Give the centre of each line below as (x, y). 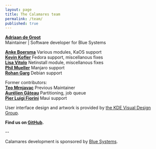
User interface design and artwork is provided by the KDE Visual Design (78, 108)
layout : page (18, 10)
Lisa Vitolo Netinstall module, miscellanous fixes (54, 62)
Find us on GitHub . (25, 122)
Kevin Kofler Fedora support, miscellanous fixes (54, 58)
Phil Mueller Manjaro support (35, 68)
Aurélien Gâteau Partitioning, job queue (46, 93)
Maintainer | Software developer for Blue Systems (56, 43)
